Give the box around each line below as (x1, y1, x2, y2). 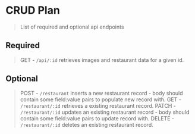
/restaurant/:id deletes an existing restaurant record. (20, 121, 153, 128)
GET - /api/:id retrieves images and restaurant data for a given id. (20, 56, 184, 63)
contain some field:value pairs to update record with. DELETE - (20, 114, 175, 122)
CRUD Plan (5, 4, 60, 17)
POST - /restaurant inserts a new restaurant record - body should (20, 89, 183, 96)
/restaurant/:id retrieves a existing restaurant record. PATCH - (20, 102, 176, 109)
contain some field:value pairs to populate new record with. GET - (20, 96, 182, 103)
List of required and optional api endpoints (20, 23, 124, 30)
